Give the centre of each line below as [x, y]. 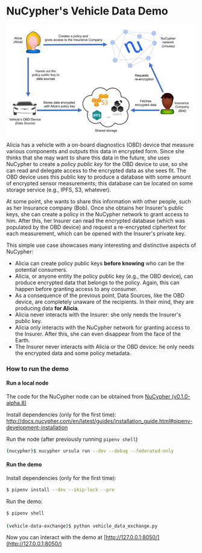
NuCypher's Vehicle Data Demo [87, 11]
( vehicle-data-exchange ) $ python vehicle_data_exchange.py [82, 526]
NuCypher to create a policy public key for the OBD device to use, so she [97, 164]
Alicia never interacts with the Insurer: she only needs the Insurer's [98, 315]
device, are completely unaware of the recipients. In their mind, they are [104, 302]
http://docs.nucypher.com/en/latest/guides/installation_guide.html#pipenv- [99, 421]
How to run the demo [38, 368]
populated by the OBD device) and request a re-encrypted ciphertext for [96, 227]
